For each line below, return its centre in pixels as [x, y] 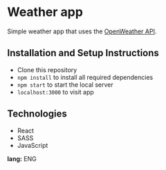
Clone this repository [47, 69]
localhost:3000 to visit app [56, 92]
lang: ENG [22, 159]
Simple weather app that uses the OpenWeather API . [82, 31]
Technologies [37, 114]
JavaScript [33, 145]
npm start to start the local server [65, 85]
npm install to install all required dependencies [85, 77]
